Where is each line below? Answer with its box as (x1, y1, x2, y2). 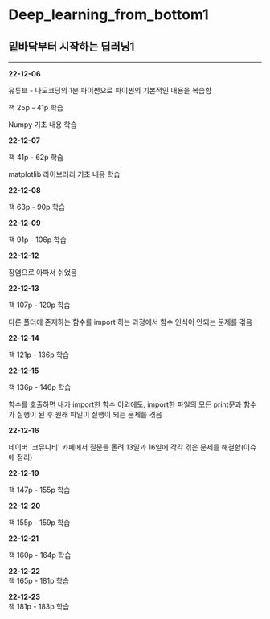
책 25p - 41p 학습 (8, 103, 64, 112)
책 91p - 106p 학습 (8, 235, 67, 244)
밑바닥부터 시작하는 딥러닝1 (8, 39, 135, 53)
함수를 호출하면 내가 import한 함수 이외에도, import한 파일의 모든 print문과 (8, 400, 243, 409)
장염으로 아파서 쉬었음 (8, 268, 78, 277)
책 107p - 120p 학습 (8, 300, 71, 309)
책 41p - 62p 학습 (8, 153, 64, 162)
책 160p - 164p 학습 (8, 551, 72, 560)
